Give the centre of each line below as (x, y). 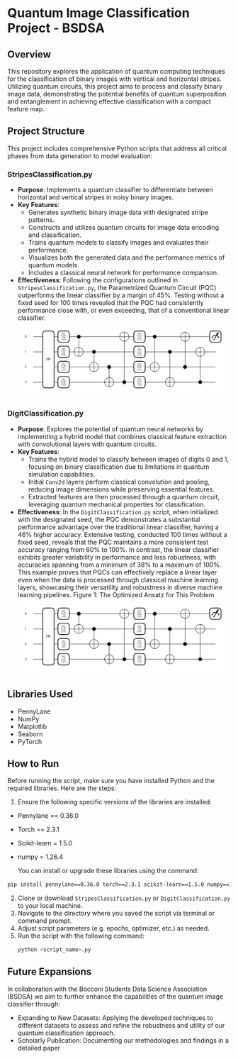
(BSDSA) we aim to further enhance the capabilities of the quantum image (115, 996)
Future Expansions (50, 972)
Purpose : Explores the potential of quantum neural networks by (110, 429)
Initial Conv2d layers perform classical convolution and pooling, (119, 482)
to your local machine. (50, 906)
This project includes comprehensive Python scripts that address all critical (117, 148)
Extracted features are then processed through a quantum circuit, (124, 497)
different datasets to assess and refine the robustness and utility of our (121, 1025)
